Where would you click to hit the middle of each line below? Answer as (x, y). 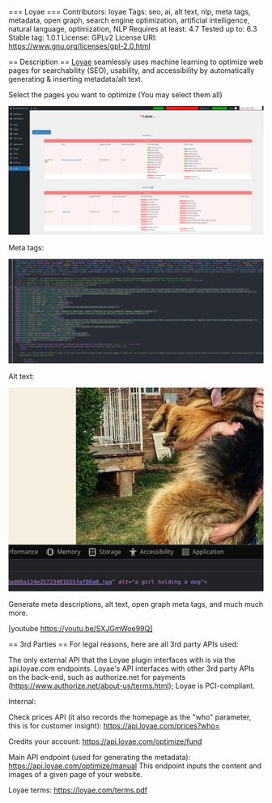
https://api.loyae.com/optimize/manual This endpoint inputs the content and (135, 766)
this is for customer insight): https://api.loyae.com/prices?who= (114, 726)
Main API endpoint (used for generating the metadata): (100, 758)
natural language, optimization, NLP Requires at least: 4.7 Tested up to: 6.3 (133, 29)
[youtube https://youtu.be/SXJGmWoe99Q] (81, 629)
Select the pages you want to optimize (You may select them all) (115, 95)
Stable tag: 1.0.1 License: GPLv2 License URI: (83, 37)
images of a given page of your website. (76, 775)
